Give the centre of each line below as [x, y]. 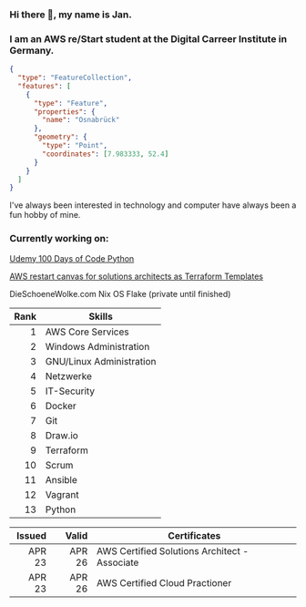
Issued [32, 535]
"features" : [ [44, 86]
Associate [118, 562]
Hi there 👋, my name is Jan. [71, 15]
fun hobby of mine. [45, 215]
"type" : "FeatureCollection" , [75, 78]
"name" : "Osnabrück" [81, 120]
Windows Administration [97, 346]
